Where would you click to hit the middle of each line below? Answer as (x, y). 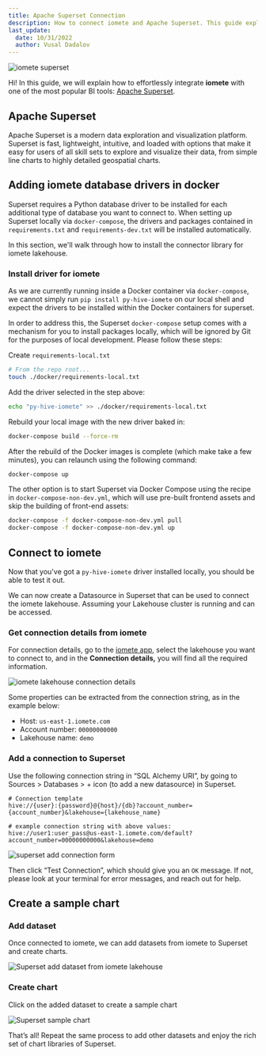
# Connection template (46, 799)
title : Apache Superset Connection (67, 15)
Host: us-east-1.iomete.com (65, 721)
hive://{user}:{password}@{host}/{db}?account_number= (101, 805)
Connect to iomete (55, 553)
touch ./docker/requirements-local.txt (74, 377)
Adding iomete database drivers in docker (114, 185)
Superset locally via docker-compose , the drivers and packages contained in (131, 221)
